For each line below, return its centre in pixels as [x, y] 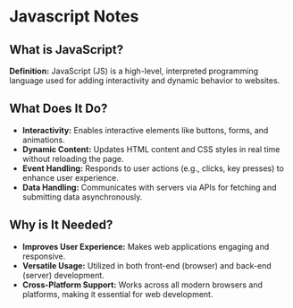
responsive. [44, 256]
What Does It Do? [59, 109]
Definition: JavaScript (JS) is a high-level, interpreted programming [134, 71]
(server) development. [63, 275]
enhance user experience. [70, 177]
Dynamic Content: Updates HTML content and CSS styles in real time [151, 149]
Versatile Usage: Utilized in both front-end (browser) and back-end [146, 265]
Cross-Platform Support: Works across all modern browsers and [142, 285]
